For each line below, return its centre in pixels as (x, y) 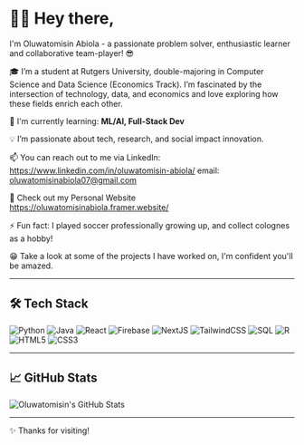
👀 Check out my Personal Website (73, 198)
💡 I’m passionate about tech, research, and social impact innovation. (137, 139)
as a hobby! (31, 238)
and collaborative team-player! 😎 (71, 53)
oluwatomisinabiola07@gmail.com (73, 179)
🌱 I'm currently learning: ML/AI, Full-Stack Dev (97, 121)
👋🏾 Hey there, (62, 19)
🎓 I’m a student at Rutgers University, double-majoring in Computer (137, 71)
